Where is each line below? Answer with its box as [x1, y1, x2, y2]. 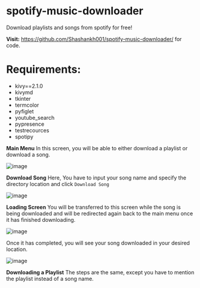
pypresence [14, 120, 45, 128]
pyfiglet [14, 107, 34, 114]
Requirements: [6, 63, 81, 76]
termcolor [14, 101, 39, 109]
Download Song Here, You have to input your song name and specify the [6, 174, 187, 181]
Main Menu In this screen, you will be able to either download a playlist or [6, 144, 188, 151]
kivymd [14, 88, 33, 96]
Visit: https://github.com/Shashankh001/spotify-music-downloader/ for [6, 35, 182, 42]
